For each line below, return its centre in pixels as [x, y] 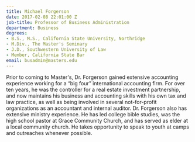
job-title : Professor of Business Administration [68, 22]
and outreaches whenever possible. [49, 133]
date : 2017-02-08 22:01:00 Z [42, 17]
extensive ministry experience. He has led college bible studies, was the [93, 114]
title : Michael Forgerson [37, 11]
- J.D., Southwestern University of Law [56, 50]
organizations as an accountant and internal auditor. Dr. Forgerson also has [97, 108]
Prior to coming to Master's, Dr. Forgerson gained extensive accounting [92, 77]
